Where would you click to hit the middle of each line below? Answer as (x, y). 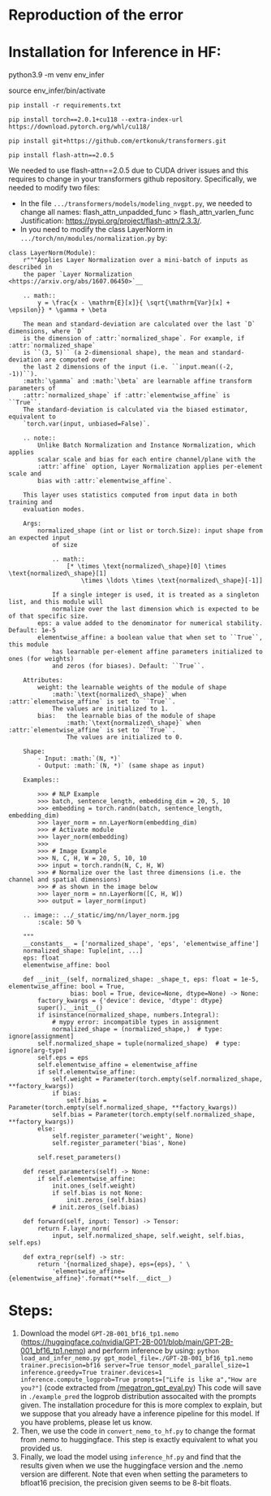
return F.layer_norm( (74, 1229)
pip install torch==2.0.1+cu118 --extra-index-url (96, 120)
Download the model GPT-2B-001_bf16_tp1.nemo (99, 1333)
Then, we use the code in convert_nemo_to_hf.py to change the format (138, 1431)
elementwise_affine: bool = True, (67, 986)
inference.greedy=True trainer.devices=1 (91, 1373)
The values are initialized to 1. (110, 709)
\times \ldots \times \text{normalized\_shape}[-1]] (172, 581)
